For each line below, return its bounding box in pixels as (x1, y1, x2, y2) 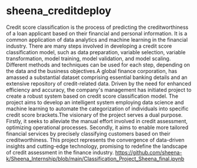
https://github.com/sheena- (115, 149, 182, 156)
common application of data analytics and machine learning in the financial (6, 36, 188, 43)
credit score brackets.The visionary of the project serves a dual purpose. (6, 111, 183, 118)
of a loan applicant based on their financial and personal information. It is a (6, 29, 188, 37)
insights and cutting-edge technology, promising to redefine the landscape (6, 143, 188, 150)
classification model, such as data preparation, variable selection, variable (6, 48, 186, 55)
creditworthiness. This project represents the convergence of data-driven (6, 136, 185, 143)
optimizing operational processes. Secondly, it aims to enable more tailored (6, 124, 189, 131)
